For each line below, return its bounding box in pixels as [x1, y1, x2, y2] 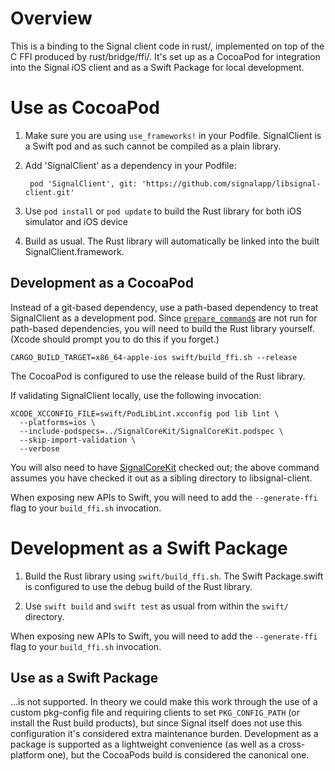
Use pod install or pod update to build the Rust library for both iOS [24, 205, 302, 217]
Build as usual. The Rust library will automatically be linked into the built [24, 235, 320, 247]
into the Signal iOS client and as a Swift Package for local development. [10, 61, 305, 73]
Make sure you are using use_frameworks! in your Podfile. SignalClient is [24, 129, 322, 141]
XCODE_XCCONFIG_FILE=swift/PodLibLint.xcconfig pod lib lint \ [10, 408, 280, 419]
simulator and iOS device [24, 215, 128, 227]
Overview [10, 7, 93, 30]
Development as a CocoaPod [10, 275, 194, 292]
